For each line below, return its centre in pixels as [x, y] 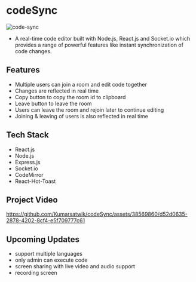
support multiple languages [48, 254]
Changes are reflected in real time [57, 91]
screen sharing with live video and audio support [75, 266]
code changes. [33, 51]
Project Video [32, 200]
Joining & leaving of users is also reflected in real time [81, 116]
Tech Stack [27, 135]
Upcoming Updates [43, 239]
